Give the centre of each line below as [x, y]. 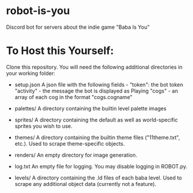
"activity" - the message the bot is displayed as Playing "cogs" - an [96, 91]
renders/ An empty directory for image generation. [76, 155]
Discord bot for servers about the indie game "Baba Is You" [78, 27]
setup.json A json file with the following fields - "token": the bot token [99, 84]
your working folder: [31, 73]
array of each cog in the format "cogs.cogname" [74, 97]
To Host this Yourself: [60, 51]
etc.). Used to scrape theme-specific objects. [70, 143]
